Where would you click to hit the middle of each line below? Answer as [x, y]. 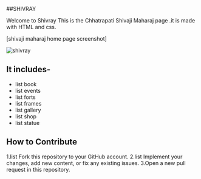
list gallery [28, 110]
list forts [25, 97]
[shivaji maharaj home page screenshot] [57, 39]
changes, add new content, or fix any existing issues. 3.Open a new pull [96, 163]
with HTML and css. [31, 27]
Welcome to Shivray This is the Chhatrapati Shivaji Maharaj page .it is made [101, 20]
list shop [26, 116]
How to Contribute [42, 142]
